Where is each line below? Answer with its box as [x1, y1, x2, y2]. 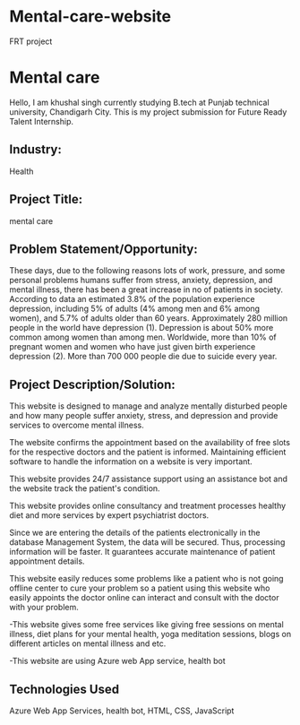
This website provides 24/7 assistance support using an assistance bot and [9, 473, 288, 485]
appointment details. [9, 556, 85, 566]
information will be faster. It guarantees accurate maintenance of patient [9, 547, 276, 557]
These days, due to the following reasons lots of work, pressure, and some [9, 265, 286, 276]
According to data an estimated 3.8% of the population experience [9, 294, 255, 305]
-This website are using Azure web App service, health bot [9, 656, 226, 667]
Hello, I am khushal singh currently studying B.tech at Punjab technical [9, 97, 270, 108]
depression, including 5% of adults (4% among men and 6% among [9, 303, 261, 315]
